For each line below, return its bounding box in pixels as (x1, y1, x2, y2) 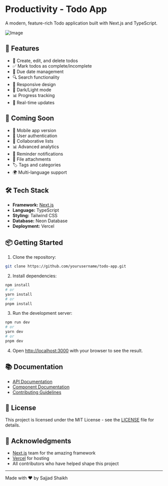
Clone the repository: (12, 254, 56, 260)
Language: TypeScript (12, 207, 59, 213)
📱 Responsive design (12, 81, 56, 87)
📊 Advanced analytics (12, 144, 59, 150)
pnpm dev (5, 338, 23, 343)
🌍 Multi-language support (12, 169, 67, 175)
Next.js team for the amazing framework (12, 450, 96, 456)
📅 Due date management (12, 69, 64, 75)
